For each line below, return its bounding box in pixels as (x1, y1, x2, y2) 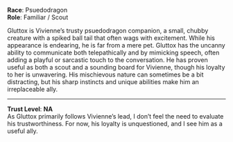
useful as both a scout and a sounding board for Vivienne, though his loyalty (7, 63, 225, 71)
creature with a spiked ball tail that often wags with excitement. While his (7, 34, 216, 42)
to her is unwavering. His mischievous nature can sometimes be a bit (7, 70, 204, 79)
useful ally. (7, 127, 38, 135)
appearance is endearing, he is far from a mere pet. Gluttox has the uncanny (7, 41, 225, 49)
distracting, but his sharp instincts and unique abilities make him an (7, 78, 200, 85)
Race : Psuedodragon (7, 6, 68, 14)
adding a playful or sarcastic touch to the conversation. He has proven (7, 56, 208, 64)
